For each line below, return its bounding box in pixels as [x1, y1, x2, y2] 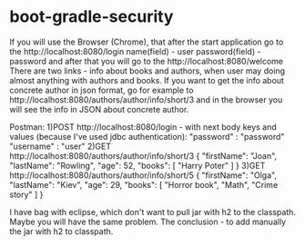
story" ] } [9, 189, 44, 200]
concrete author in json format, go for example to [9, 84, 194, 95]
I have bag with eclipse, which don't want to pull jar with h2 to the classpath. [9, 206, 296, 217]
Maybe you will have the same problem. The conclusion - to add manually [9, 216, 287, 227]
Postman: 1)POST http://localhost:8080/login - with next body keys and [9, 121, 278, 133]
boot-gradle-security [9, 6, 174, 27]
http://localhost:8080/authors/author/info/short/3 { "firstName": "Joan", [9, 150, 278, 161]
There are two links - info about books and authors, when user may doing [9, 65, 285, 76]
